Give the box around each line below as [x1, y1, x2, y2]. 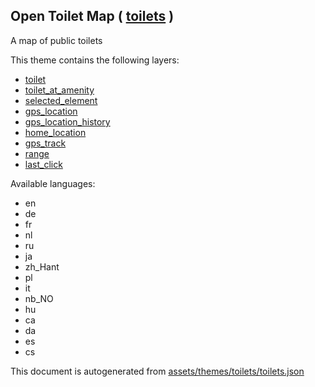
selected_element [24, 94, 98, 106]
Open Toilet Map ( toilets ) [10, 8, 175, 25]
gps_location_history [24, 115, 111, 128]
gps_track [24, 137, 67, 149]
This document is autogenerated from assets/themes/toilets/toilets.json [10, 365, 305, 377]
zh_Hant [24, 260, 60, 273]
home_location [24, 126, 87, 138]
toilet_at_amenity [24, 84, 95, 96]
